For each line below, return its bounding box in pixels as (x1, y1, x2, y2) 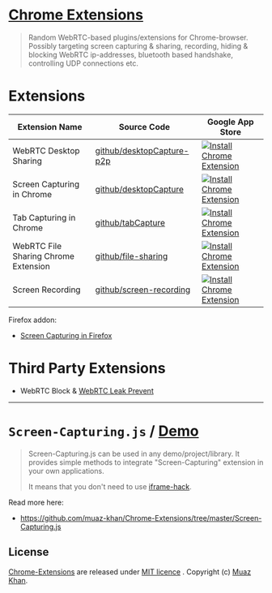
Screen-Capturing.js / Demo (8, 422, 199, 440)
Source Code (118, 121, 171, 132)
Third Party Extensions (8, 359, 166, 378)
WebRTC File (12, 240, 62, 251)
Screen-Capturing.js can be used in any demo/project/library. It (28, 449, 240, 458)
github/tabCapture (95, 217, 166, 228)
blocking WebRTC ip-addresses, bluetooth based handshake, (28, 49, 233, 59)
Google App (206, 116, 254, 127)
